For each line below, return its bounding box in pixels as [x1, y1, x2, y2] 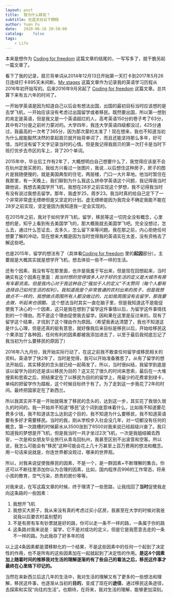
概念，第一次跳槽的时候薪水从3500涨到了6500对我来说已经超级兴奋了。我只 [5, 423, 166, 429]
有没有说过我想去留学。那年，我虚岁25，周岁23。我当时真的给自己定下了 [5, 190, 160, 196]
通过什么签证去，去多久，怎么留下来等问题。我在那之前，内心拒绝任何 [18, 226, 166, 233]
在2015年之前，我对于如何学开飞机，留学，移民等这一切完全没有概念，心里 [5, 214, 163, 220]
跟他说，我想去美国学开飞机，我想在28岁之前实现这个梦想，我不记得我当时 [5, 183, 163, 190]
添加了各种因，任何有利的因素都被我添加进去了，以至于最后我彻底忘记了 [14, 331, 166, 337]
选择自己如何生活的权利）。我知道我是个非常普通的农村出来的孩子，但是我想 [5, 287, 164, 293]
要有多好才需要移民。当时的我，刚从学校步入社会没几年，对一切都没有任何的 [5, 417, 166, 423]
